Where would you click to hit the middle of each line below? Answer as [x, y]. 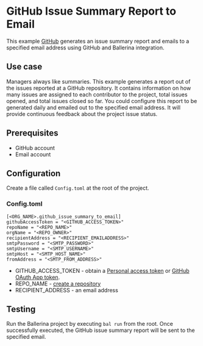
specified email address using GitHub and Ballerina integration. [85, 48]
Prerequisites [32, 133]
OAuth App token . [37, 277]
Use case [24, 67]
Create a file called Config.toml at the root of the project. [78, 188]
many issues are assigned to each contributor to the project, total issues [97, 94]
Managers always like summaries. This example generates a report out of [98, 81]
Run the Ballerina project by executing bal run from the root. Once [90, 324]
